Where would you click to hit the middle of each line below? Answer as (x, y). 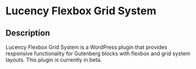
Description (28, 33)
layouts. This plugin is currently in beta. (54, 60)
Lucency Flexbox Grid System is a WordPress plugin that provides (86, 47)
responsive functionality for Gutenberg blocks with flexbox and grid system (98, 54)
